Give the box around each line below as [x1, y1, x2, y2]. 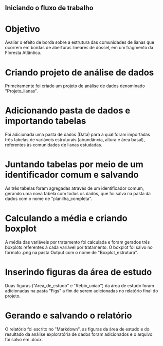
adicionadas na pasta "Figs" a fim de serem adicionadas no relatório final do [5, 288, 158, 294]
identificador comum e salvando [5, 169, 139, 181]
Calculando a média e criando [5, 213, 127, 224]
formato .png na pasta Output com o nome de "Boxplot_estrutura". [5, 250, 138, 255]
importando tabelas [5, 115, 86, 127]
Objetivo [5, 23, 40, 35]
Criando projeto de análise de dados [5, 67, 154, 78]
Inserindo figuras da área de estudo [5, 267, 152, 278]
